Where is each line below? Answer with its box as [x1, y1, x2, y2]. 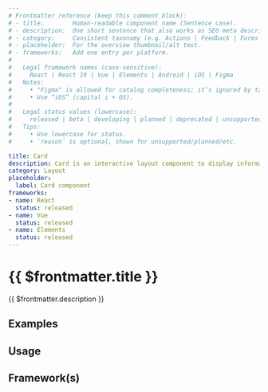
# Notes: [8, 78, 45, 86]
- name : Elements [8, 226, 66, 234]
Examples [8, 317, 58, 331]
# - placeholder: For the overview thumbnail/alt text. [8, 41, 202, 49]
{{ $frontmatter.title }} [8, 268, 159, 286]
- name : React [8, 196, 56, 204]
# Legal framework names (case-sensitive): [8, 64, 162, 72]
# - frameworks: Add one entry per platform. [8, 49, 170, 57]
